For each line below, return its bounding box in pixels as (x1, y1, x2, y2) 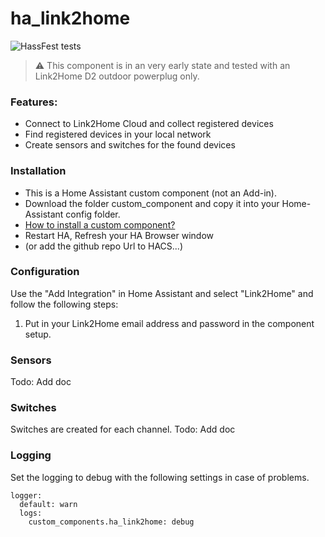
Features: (10, 95, 58, 109)
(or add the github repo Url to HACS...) (24, 240, 183, 252)
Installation (10, 164, 67, 178)
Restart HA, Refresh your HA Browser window (24, 229, 214, 241)
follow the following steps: (10, 298, 119, 310)
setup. (24, 328, 52, 340)
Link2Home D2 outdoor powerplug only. (34, 70, 200, 82)
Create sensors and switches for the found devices (24, 139, 236, 151)
